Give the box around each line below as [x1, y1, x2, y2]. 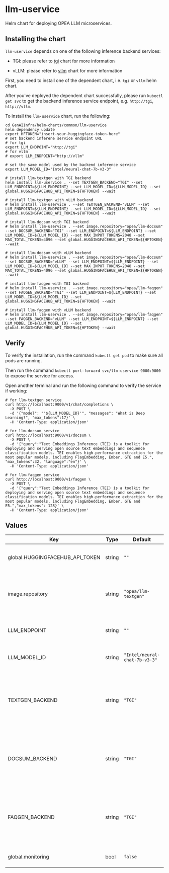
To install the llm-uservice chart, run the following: [5, 113, 111, 119]
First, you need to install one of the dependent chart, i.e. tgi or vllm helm [5, 77, 157, 84]
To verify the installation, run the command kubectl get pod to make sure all [5, 352, 163, 358]
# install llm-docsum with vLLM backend [5, 250, 92, 255]
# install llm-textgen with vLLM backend [5, 197, 94, 202]
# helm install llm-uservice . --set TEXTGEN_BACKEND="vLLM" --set [5, 202, 150, 207]
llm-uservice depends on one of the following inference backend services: [5, 48, 161, 54]
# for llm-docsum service [5, 428, 59, 433]
